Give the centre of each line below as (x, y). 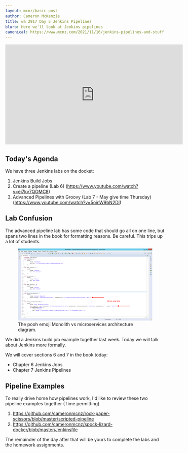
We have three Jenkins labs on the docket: (50, 171)
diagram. (27, 330)
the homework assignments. (35, 445)
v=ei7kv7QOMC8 (31, 191)
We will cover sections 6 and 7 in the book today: (57, 355)
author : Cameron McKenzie (32, 16)
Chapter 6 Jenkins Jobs (37, 365)
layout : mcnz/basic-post (31, 11)
